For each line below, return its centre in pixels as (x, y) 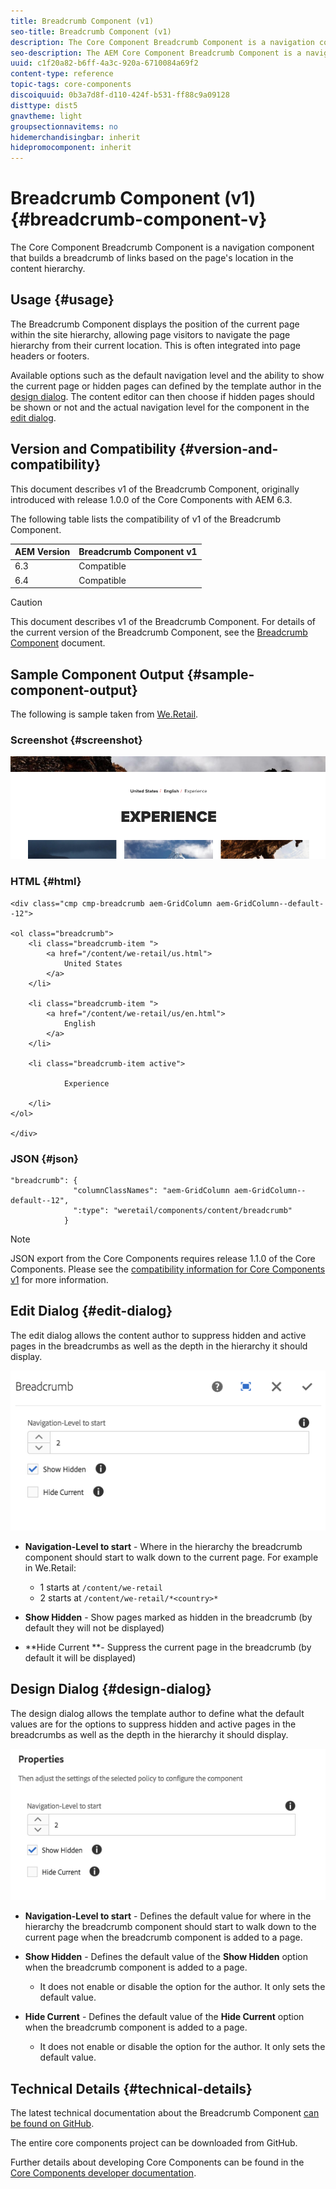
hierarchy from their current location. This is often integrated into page (155, 345)
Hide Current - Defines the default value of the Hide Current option (164, 2017)
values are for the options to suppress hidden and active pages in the (153, 1724)
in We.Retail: (50, 1568)
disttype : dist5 (44, 105)
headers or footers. (50, 356)
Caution (26, 602)
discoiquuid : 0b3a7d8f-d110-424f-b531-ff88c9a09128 (120, 95)
